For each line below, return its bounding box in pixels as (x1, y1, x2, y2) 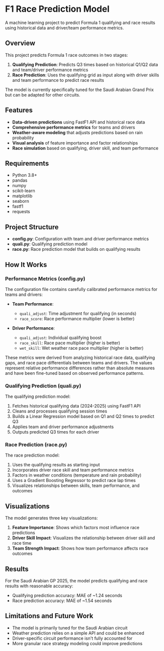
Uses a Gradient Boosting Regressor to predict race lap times (12, 478, 136, 483)
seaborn (12, 198, 29, 204)
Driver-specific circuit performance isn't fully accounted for (12, 635, 133, 641)
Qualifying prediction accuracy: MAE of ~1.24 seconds (12, 593, 122, 599)
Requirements (5, 159, 49, 168)
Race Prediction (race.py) (5, 441, 68, 448)
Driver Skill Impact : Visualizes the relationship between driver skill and (12, 535, 155, 541)
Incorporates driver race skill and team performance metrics (12, 467, 134, 473)
